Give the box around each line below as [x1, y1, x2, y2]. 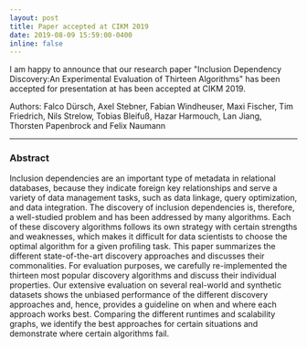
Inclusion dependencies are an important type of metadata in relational [9, 173, 276, 184]
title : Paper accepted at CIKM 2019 [9, 22, 149, 31]
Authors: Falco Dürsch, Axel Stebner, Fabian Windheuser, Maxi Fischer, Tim [9, 101, 294, 112]
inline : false [9, 38, 64, 48]
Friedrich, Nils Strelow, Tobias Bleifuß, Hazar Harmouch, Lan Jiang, [9, 111, 262, 121]
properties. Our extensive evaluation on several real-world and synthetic [9, 279, 281, 290]
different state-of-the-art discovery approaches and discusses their [9, 250, 265, 261]
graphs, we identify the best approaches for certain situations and [9, 318, 259, 329]
